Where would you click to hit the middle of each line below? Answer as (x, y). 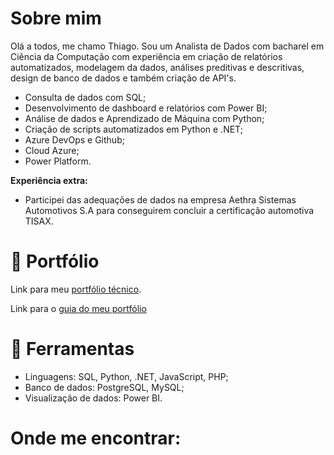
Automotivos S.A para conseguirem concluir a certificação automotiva (169, 210)
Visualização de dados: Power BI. (93, 398)
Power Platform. (58, 161)
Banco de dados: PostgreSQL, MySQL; (104, 387)
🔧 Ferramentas (72, 349)
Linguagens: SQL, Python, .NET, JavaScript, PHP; (126, 376)
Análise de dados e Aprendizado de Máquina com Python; (144, 118)
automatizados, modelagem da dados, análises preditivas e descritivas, (157, 67)
